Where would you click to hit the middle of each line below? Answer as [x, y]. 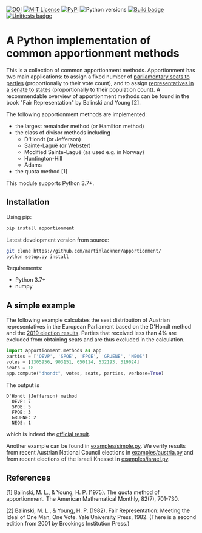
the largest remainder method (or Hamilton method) [79, 126]
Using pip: [19, 217]
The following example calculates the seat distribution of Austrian [88, 320]
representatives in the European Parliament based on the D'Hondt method [99, 327]
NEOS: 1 [22, 423]
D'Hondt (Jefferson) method [42, 396]
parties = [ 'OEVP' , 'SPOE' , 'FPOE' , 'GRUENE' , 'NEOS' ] [77, 357]
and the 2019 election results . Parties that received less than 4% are [92, 333]
